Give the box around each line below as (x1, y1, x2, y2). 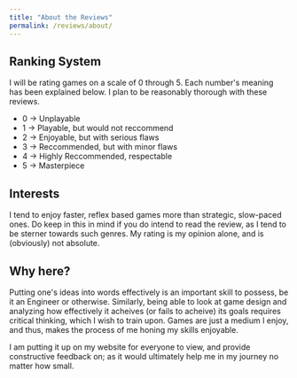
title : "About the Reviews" (9, 12, 113, 22)
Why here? (9, 263, 71, 279)
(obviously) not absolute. (9, 238, 100, 249)
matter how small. (9, 360, 74, 371)
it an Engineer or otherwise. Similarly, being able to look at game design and (9, 296, 287, 306)
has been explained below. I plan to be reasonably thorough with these (9, 87, 268, 97)
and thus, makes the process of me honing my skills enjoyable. (9, 324, 239, 335)
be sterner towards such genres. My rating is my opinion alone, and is (9, 228, 264, 239)
